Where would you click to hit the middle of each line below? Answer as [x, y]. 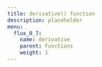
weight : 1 [34, 53]
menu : [15, 27]
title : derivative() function [51, 14]
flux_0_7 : [28, 33]
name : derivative [45, 40]
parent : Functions [46, 46]
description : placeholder [45, 20]
